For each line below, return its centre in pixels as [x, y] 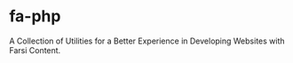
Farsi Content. [35, 50]
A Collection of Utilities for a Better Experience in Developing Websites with [147, 41]
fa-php [35, 16]
